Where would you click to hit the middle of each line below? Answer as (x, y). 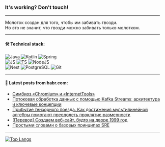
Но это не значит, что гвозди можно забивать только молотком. (73, 28)
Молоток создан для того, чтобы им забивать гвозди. (61, 23)
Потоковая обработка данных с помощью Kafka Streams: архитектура (86, 99)
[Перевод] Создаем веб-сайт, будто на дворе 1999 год (70, 120)
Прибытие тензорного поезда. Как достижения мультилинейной (80, 109)
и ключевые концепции (37, 104)
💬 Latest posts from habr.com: (37, 83)
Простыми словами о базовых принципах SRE (61, 125)
